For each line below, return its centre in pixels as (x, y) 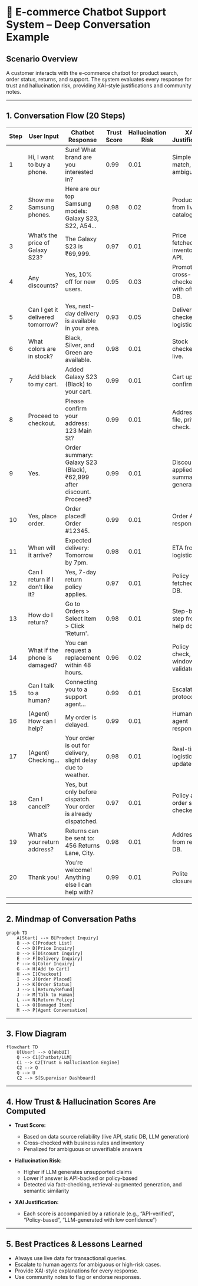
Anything (77, 877)
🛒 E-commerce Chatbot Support (86, 12)
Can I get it (43, 310)
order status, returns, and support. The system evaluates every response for (99, 79)
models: (76, 211)
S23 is (74, 246)
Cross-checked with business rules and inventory (84, 1143)
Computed (26, 1111)
